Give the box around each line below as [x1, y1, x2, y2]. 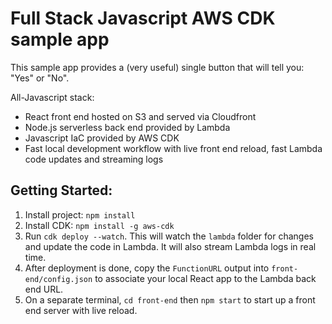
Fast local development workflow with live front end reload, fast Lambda [24, 142, 323, 154]
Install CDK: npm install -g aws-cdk [24, 219, 175, 231]
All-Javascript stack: [10, 91, 95, 103]
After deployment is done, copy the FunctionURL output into [24, 262, 270, 274]
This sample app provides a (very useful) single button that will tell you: [10, 61, 305, 73]
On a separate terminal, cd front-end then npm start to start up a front [24, 293, 316, 306]
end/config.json [24, 274, 93, 284]
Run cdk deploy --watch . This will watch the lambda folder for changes [24, 230, 314, 242]
